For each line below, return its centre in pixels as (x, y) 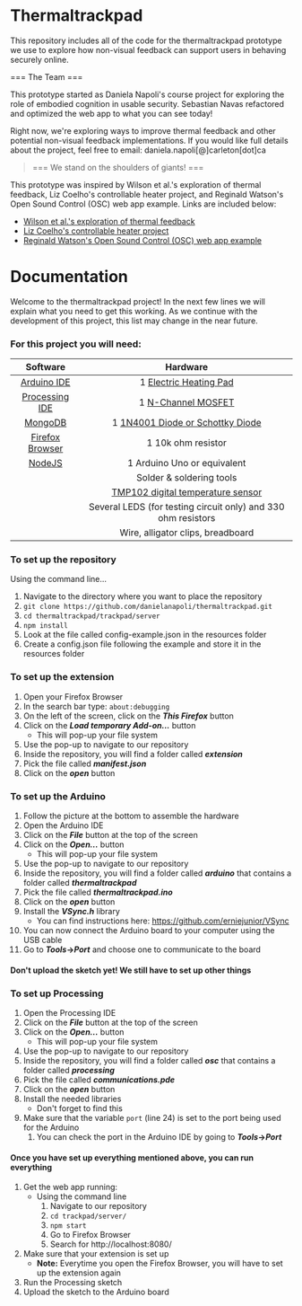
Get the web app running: (70, 1187)
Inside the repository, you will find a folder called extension (133, 754)
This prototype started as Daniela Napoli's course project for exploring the (147, 94)
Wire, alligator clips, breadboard (187, 533)
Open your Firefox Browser (73, 696)
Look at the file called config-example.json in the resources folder (145, 635)
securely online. (40, 59)
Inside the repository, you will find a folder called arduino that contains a (157, 873)
